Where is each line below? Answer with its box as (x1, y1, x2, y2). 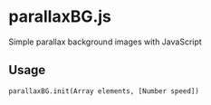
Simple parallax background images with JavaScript (8, 36, 203, 47)
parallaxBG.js (8, 6, 112, 27)
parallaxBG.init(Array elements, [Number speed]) (8, 86, 200, 96)
